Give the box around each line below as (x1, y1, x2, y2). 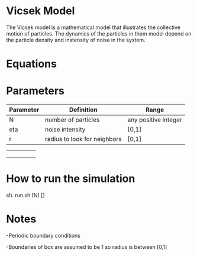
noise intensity (44, 126, 86, 134)
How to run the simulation (6, 172, 135, 185)
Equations (6, 57, 57, 71)
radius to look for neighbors (44, 135, 122, 143)
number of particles (44, 116, 100, 124)
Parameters (6, 84, 65, 98)
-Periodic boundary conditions (6, 232, 81, 239)
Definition (69, 105, 98, 114)
